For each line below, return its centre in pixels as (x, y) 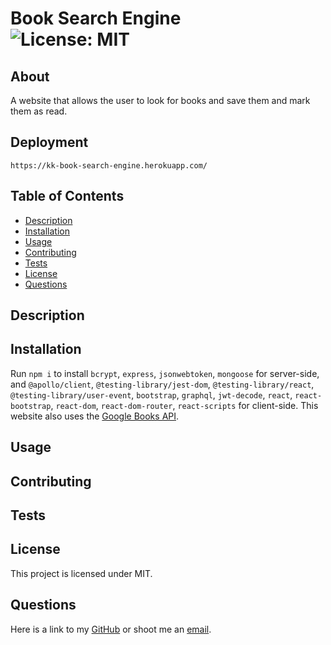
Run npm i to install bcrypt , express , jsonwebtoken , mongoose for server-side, (165, 373)
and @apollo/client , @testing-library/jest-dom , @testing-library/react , (162, 384)
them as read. (39, 111)
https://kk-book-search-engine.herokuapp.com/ (109, 165)
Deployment (49, 142)
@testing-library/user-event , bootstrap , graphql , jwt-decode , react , (151, 394)
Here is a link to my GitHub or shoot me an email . (111, 629)
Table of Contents (67, 196)
